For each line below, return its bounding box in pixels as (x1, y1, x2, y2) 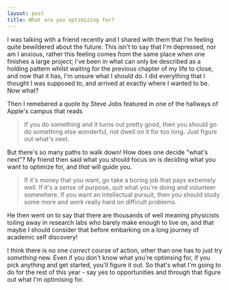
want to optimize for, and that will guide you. (7, 162, 133, 171)
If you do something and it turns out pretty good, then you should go (23, 120, 217, 128)
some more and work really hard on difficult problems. (23, 197, 177, 206)
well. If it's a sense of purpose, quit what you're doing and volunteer (23, 183, 216, 191)
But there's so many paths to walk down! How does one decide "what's (7, 148, 208, 156)
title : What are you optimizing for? (7, 16, 115, 23)
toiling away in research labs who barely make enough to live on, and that (7, 218, 214, 226)
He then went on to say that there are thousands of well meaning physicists (7, 210, 219, 219)
